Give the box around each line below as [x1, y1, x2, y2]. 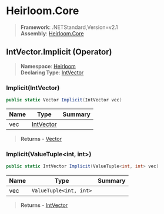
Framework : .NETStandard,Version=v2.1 [20, 24, 118, 31]
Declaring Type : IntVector [20, 69, 84, 76]
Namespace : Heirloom [20, 62, 76, 70]
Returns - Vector [20, 135, 62, 142]
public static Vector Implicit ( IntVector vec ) [6, 97, 122, 103]
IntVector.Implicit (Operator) [6, 47, 112, 57]
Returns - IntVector [20, 202, 68, 209]
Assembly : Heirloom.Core [20, 29, 84, 37]
